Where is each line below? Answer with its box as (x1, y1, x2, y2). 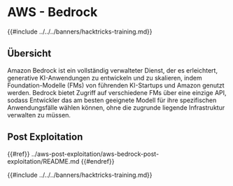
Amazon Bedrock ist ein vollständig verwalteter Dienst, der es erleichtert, (7, 66, 218, 74)
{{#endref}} (80, 157, 115, 165)
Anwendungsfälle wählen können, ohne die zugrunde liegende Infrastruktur (7, 103, 225, 112)
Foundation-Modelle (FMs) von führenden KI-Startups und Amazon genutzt (7, 81, 225, 90)
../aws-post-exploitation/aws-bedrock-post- (31, 150, 160, 158)
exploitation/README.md (7, 157, 80, 165)
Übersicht (7, 48, 52, 59)
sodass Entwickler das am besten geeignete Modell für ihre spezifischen (7, 96, 217, 104)
